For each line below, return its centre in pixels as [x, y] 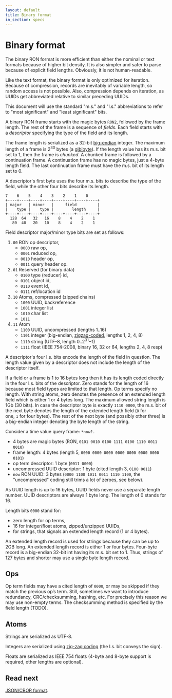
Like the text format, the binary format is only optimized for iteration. [78, 80]
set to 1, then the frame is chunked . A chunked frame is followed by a [78, 154]
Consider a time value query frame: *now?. [50, 431]
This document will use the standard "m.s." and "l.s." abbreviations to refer [84, 106]
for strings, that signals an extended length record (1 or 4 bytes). [81, 531]
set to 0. [14, 171]
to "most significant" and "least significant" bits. [56, 112]
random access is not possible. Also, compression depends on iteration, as [85, 91]
